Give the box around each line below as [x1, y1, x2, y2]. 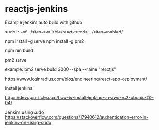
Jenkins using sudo [5, 109, 44, 115]
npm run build [5, 48, 33, 53]
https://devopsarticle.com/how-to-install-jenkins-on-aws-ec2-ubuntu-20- [5, 95, 154, 100]
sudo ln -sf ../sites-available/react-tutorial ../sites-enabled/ [5, 29, 123, 34]
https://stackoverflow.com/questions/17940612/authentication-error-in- [5, 114, 149, 120]
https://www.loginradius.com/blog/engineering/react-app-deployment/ [5, 76, 147, 81]
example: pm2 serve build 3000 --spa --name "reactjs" [5, 66, 116, 72]
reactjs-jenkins [5, 3, 68, 15]
